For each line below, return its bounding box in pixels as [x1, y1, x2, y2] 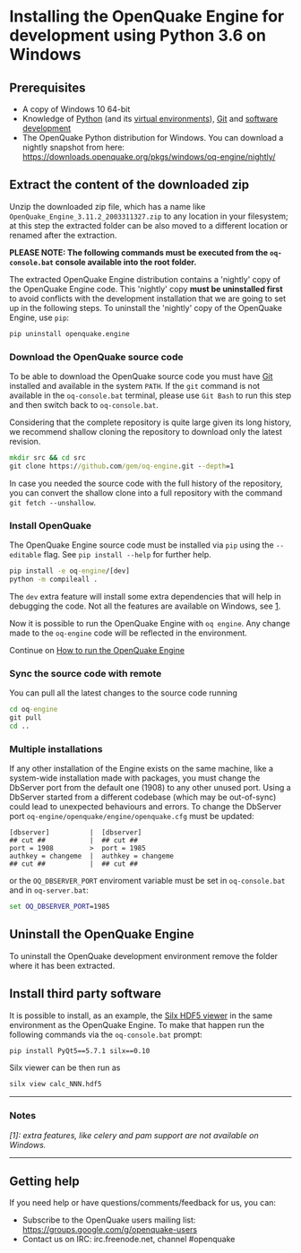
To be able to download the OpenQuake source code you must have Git [9, 370, 273, 382]
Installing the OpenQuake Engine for [9, 6, 285, 27]
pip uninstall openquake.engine [9, 329, 130, 338]
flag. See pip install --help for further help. [43, 549, 212, 560]
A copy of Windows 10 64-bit [21, 104, 131, 114]
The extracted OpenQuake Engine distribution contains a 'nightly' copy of [9, 273, 281, 284]
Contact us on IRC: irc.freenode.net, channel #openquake [21, 1234, 236, 1245]
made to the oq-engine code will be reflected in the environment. [9, 627, 248, 638]
